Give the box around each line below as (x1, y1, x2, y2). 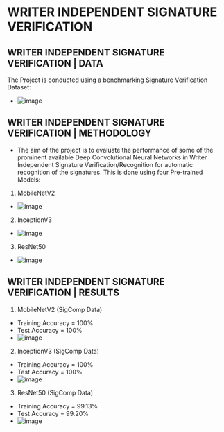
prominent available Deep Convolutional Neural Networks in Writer (17, 153, 207, 162)
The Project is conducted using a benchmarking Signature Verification (7, 76, 208, 84)
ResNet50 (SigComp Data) (17, 388, 94, 397)
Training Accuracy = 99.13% (17, 401, 98, 410)
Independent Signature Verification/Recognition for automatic (17, 160, 193, 169)
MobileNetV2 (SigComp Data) (17, 305, 103, 313)
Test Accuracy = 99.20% (17, 409, 89, 417)
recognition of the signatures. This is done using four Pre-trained (17, 168, 203, 176)
